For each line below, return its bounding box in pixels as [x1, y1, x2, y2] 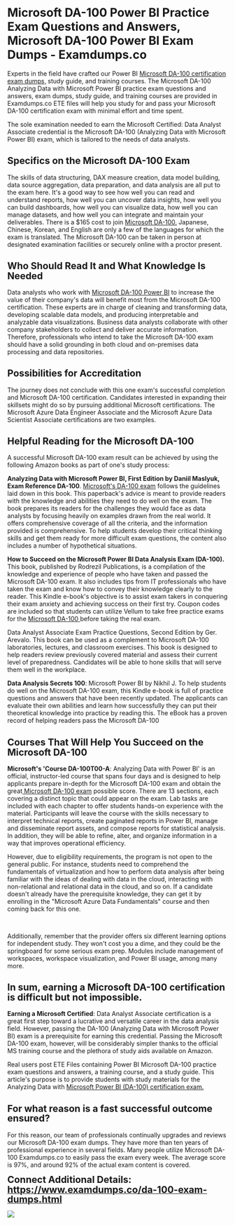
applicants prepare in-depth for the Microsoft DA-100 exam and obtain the [7, 779, 222, 787]
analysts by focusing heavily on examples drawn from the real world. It [7, 512, 211, 520]
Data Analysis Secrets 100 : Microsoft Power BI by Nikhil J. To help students [7, 679, 227, 688]
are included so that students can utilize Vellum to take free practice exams [7, 607, 224, 616]
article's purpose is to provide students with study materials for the [7, 1075, 201, 1084]
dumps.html [7, 1193, 63, 1205]
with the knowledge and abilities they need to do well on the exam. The [7, 496, 212, 506]
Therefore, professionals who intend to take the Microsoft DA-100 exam [7, 333, 213, 341]
